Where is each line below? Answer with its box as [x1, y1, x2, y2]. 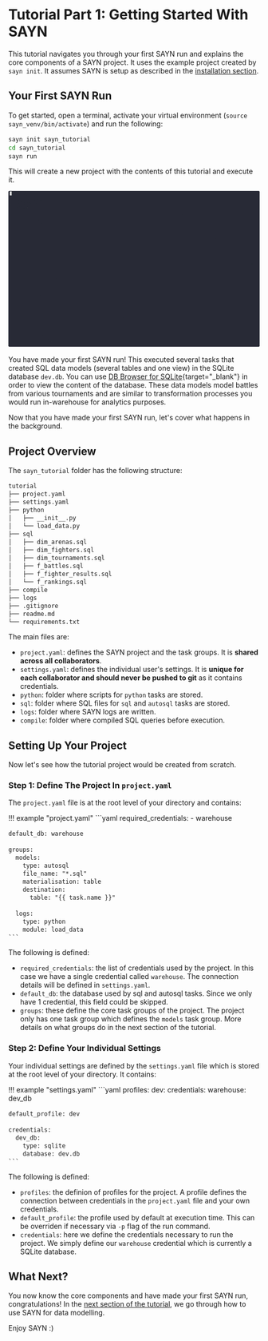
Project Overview [8, 444, 97, 458]
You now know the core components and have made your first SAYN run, [8, 1291, 249, 1300]
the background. [8, 421, 63, 431]
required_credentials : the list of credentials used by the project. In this [19, 963, 254, 973]
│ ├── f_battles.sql [8, 562, 84, 571]
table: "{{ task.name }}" [29, 893, 116, 902]
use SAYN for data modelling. [8, 1308, 105, 1318]
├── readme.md [8, 610, 56, 619]
